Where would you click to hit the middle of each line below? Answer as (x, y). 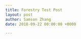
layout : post (19, 15)
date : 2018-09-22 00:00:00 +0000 (41, 24)
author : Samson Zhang (28, 19)
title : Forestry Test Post (34, 10)
